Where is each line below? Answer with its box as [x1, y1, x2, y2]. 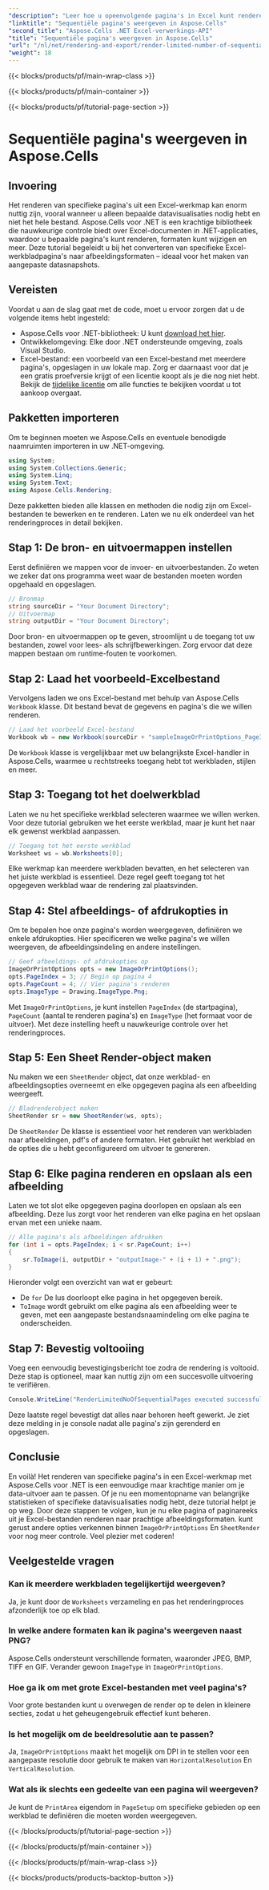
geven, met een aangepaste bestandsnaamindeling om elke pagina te [19, 1310, 250, 1319]
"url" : [8, 42, 30, 50]
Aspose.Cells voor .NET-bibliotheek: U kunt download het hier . [19, 328, 226, 337]
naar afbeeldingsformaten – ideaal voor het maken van [69, 252, 250, 260]
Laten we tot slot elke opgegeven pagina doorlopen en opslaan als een [8, 1201, 242, 1210]
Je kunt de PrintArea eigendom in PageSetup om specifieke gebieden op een [8, 1802, 261, 1811]
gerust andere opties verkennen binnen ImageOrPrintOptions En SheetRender [8, 1522, 260, 1532]
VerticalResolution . [8, 1764, 75, 1774]
